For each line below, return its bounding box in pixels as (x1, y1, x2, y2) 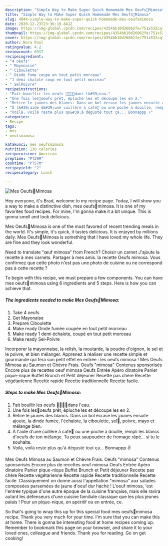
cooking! (5, 535, 23, 541)
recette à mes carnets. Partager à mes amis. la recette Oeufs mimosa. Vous (5, 254, 161, 260)
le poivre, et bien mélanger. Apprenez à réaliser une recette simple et (5, 351, 147, 357)
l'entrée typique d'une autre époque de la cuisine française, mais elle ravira (5, 488, 161, 494)
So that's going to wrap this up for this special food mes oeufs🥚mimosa (5, 509, 152, 515)
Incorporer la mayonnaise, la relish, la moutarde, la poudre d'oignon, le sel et (5, 346, 163, 352)
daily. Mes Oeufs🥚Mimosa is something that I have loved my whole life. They (5, 234, 163, 240)
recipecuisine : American (5, 151, 57, 157)
